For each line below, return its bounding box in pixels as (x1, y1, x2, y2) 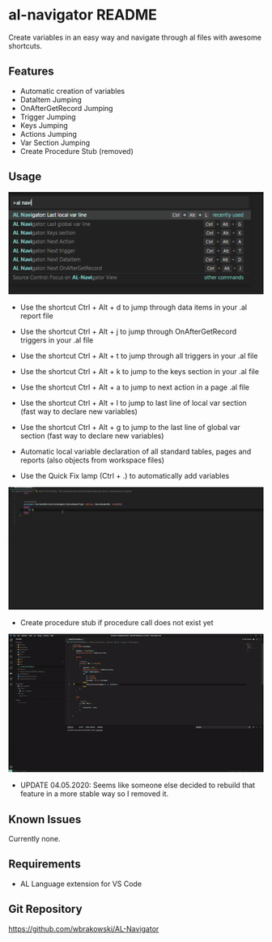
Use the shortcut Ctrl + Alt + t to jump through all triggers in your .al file (19, 351, 258, 360)
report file (19, 310, 54, 321)
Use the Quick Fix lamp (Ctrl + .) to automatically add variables (19, 471, 230, 480)
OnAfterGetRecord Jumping (19, 103, 113, 113)
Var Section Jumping (19, 138, 91, 147)
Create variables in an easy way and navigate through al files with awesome (8, 32, 261, 42)
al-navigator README (8, 6, 158, 24)
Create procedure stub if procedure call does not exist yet (19, 618, 214, 628)
